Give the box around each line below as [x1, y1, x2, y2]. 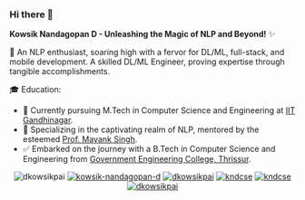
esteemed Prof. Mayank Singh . [22, 134, 138, 145]
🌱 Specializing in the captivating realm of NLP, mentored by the [22, 124, 260, 135]
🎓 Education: [9, 84, 62, 95]
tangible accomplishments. [9, 66, 111, 77]
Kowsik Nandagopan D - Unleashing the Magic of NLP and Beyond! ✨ [9, 29, 275, 40]
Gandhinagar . [22, 115, 74, 126]
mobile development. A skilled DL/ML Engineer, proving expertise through [9, 56, 286, 67]
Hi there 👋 [9, 8, 54, 21]
